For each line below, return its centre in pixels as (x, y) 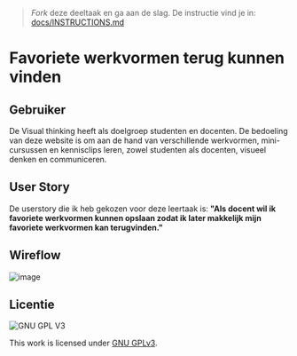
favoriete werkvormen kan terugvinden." (86, 227)
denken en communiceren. (58, 159)
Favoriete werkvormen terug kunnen (147, 58)
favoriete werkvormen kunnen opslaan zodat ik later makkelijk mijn (135, 218)
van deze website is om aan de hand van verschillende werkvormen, (134, 140)
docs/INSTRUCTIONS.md (78, 22)
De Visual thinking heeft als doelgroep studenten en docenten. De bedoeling (148, 131)
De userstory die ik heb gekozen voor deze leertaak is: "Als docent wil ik (143, 209)
